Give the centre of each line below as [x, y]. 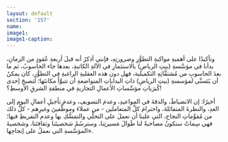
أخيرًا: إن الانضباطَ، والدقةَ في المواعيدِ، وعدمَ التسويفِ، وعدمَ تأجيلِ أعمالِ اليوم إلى [111, 101]
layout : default [30, 13]
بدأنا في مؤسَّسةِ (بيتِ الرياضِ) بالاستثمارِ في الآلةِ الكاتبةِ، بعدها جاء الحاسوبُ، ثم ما [110, 66]
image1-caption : [30, 39]
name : [14, 26]
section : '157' [28, 20]
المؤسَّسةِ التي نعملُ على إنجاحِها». [50, 131]
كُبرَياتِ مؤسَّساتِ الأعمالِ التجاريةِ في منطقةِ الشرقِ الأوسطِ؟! [84, 88]
